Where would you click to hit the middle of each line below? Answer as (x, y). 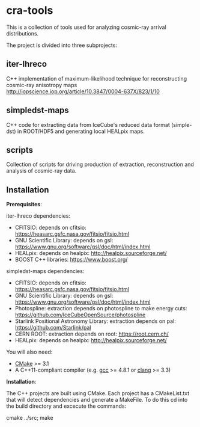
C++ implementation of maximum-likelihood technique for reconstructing (97, 78)
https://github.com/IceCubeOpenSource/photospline (80, 315)
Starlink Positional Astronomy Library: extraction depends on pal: (95, 321)
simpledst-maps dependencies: (45, 271)
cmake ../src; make (30, 418)
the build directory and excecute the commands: (66, 406)
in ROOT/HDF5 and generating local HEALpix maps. (81, 131)
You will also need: (29, 352)
